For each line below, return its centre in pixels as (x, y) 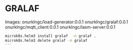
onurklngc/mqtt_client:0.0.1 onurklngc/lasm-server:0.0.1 (60, 27)
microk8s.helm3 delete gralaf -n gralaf (46, 40)
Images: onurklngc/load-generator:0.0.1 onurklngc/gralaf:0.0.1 (66, 22)
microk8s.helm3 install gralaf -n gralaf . (51, 36)
